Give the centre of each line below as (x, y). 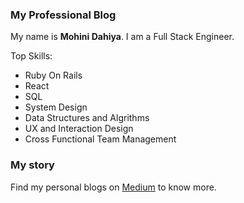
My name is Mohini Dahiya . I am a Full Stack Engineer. (122, 37)
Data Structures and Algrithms (87, 118)
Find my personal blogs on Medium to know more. (113, 187)
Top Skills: (31, 56)
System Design (56, 107)
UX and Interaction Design (79, 129)
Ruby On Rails (53, 75)
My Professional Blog (63, 15)
